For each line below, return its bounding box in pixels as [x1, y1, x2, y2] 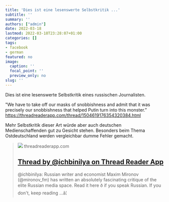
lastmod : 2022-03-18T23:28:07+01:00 [5, 31, 82, 36]
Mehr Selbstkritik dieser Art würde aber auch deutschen [5, 122, 122, 128]
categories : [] [5, 36, 37, 41]
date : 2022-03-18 [5, 26, 42, 31]
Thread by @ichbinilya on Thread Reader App [17, 158, 164, 167]
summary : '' [5, 17, 30, 22]
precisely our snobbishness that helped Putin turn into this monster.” [5, 107, 147, 113]
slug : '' [5, 78, 24, 83]
